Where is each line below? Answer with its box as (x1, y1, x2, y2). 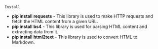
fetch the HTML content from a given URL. (11, 19, 98, 24)
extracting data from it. (11, 29, 59, 34)
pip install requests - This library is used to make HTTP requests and (11, 13, 154, 19)
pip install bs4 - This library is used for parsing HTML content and (11, 24, 147, 29)
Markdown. (11, 39, 35, 45)
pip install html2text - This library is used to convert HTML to (11, 34, 138, 40)
